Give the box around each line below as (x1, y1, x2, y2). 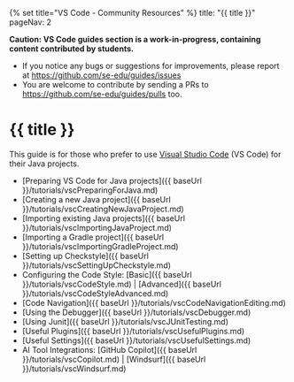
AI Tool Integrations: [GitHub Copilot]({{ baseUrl (21, 344, 197, 355)
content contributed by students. (9, 43, 135, 54)
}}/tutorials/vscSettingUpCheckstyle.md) (21, 260, 171, 271)
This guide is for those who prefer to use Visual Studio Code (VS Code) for (9, 149, 282, 159)
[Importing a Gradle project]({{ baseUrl (21, 232, 165, 242)
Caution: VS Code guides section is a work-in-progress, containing (9, 34, 261, 44)
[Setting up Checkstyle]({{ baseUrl (21, 250, 149, 261)
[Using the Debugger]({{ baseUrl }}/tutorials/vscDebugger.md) (21, 307, 251, 317)
